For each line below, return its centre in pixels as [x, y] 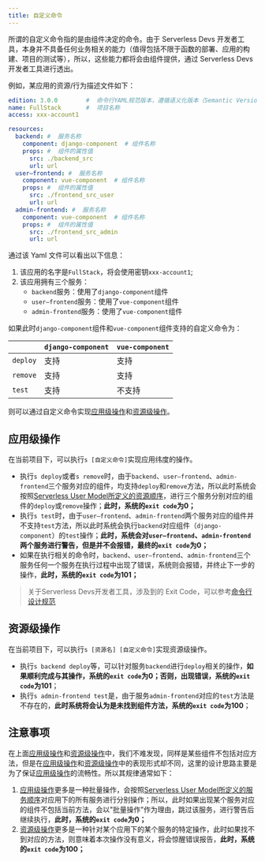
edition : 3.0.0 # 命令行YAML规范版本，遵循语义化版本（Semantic [121, 100]
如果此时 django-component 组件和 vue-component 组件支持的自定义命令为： [125, 328]
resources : [26, 129]
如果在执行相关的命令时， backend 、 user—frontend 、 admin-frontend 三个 [135, 555]
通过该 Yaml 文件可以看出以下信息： [66, 255]
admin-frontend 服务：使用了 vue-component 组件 [107, 312]
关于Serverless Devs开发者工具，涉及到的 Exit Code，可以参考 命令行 [140, 592]
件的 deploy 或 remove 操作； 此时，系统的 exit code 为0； [107, 506]
